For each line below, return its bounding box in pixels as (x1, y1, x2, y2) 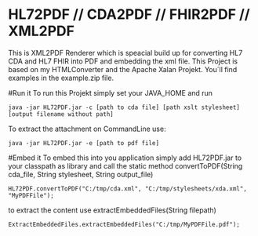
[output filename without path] (8, 110, 114, 118)
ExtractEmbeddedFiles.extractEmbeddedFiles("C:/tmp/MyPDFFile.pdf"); (8, 220, 241, 228)
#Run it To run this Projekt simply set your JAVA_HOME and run (8, 88, 213, 97)
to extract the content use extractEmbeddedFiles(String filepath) (8, 205, 217, 215)
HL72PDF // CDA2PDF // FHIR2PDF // (8, 5, 250, 24)
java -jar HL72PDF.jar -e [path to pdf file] (8, 139, 159, 147)
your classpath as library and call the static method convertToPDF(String (8, 161, 243, 170)
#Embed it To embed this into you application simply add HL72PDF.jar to (8, 153, 242, 162)
